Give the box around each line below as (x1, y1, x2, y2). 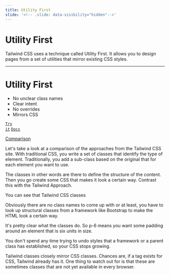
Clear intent (12, 101, 37, 107)
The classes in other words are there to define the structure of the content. (5, 171, 161, 178)
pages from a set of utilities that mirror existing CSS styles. (5, 56, 128, 62)
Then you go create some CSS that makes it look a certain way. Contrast (5, 177, 157, 183)
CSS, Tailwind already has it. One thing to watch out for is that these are (5, 258, 155, 264)
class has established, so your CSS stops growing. (5, 243, 111, 249)
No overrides (12, 106, 40, 112)
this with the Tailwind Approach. (5, 182, 72, 188)
